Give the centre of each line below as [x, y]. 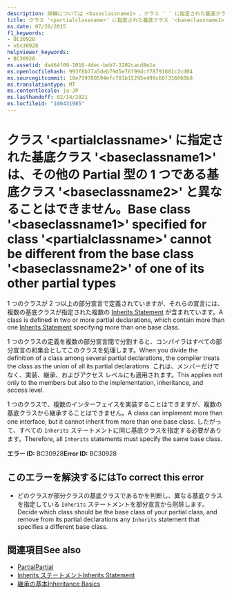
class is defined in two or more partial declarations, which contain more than [116, 320]
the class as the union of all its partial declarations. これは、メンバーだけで [113, 366]
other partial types [61, 283]
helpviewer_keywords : [38, 53]
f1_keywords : [26, 33]
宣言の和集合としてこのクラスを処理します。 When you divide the [105, 350]
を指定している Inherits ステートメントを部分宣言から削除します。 [113, 504]
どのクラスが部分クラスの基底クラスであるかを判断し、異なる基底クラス [120, 495]
